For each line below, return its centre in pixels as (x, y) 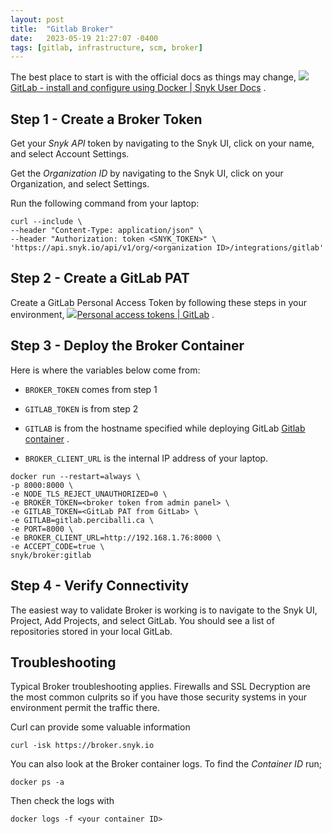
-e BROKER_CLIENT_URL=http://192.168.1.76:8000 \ (116, 537)
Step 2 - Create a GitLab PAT (100, 278)
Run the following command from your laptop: (105, 203)
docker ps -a (37, 782)
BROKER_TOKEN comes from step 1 (91, 389)
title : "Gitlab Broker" (62, 29)
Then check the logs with (62, 801)
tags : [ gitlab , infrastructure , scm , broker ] (106, 47)
